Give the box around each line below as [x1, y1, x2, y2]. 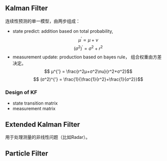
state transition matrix [12, 100, 58, 106]
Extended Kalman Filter [5, 120, 80, 129]
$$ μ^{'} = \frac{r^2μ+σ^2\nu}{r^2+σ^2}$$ [44, 68, 132, 74]
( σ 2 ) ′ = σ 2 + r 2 [73, 45, 103, 52]
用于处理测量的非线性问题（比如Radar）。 [5, 134, 91, 140]
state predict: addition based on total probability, [12, 28, 113, 34]
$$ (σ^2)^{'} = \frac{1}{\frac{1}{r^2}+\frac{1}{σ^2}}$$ [33, 76, 143, 83]
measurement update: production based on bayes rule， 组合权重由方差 [12, 54, 162, 60]
